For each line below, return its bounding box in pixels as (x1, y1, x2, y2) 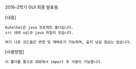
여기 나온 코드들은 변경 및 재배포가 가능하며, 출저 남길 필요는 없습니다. (5, 40, 132, 45)
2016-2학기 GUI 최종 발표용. (5, 4, 60, 10)
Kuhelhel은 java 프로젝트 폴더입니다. (5, 25, 74, 30)
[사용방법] (5, 49, 24, 54)
